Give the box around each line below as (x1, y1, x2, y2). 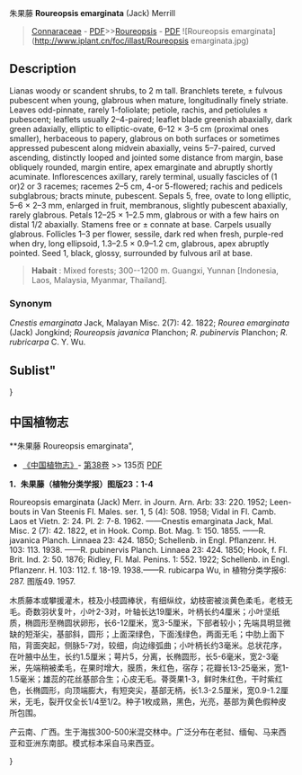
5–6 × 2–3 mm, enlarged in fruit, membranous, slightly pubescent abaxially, (9, 200, 288, 210)
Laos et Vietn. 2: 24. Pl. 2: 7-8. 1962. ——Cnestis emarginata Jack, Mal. (9, 515, 274, 526)
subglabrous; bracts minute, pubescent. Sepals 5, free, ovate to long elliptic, (9, 190, 292, 200)
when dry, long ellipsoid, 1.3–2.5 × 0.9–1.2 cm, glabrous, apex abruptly (9, 237, 270, 249)
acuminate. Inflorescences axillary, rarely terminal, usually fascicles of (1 (9, 171, 278, 182)
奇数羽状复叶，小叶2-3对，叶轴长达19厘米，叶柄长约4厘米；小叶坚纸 (24, 606, 280, 617)
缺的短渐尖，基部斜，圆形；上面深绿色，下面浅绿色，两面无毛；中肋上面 (9, 628, 277, 639)
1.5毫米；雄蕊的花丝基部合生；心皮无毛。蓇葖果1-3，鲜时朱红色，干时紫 (9, 673, 276, 684)
